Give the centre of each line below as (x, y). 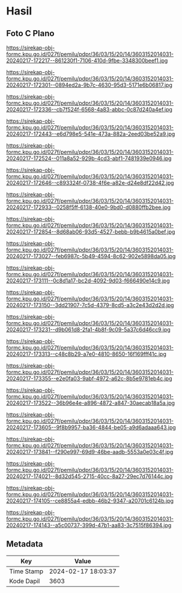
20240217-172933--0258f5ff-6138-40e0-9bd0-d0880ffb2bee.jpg (89, 207)
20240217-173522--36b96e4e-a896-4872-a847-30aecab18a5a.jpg (91, 403)
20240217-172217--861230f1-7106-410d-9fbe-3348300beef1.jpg (87, 61)
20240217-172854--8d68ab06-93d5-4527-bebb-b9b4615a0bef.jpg (91, 232)
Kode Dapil (25, 581)
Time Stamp (26, 571)
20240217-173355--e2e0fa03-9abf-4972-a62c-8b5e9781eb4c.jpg (89, 378)
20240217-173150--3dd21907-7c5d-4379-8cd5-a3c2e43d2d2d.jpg (90, 305)
